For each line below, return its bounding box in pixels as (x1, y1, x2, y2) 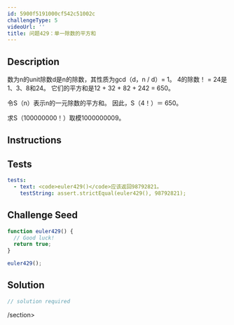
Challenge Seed (7, 209, 78, 221)
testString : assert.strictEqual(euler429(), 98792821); (20, 190, 187, 197)
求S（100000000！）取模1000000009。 (7, 113, 125, 123)
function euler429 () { (7, 228, 74, 235)
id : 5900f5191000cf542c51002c (7, 10, 96, 18)
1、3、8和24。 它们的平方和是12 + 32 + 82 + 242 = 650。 (7, 84, 175, 92)
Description (7, 55, 60, 67)
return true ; (13, 241, 52, 248)
